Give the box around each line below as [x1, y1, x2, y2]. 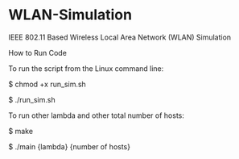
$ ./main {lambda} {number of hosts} [8, 141, 131, 151]
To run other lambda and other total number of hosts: [8, 111, 185, 120]
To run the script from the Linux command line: [8, 63, 164, 73]
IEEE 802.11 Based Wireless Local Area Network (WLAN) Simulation [8, 32, 232, 42]
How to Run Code [8, 48, 67, 57]
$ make [8, 126, 34, 136]
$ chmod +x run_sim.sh [8, 79, 86, 89]
